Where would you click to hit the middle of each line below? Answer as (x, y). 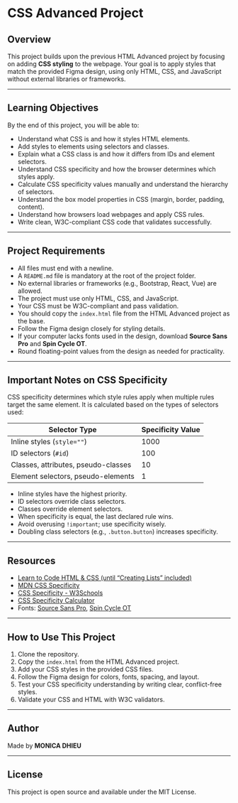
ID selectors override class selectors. (72, 502)
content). (31, 207)
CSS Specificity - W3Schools (60, 593)
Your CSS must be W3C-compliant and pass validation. (98, 306)
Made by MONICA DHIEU (44, 745)
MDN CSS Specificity (49, 586)
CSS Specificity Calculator (56, 600)
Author (23, 729)
